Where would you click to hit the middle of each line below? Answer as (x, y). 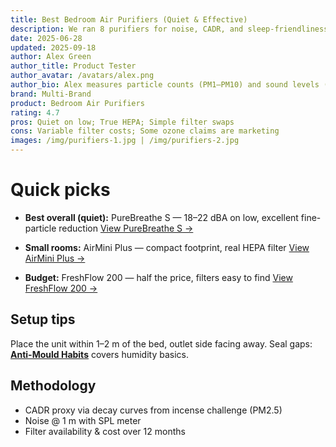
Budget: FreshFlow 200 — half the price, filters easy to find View (158, 277)
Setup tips (43, 319)
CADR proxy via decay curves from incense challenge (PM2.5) (153, 410)
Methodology (53, 386)
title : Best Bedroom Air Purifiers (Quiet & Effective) (129, 19)
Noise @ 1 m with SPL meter (83, 420)
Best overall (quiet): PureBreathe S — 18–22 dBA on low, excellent (161, 217)
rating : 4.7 (35, 112)
